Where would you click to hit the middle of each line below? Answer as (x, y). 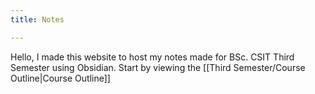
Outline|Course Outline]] (60, 78)
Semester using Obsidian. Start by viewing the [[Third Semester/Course (158, 67)
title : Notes (37, 19)
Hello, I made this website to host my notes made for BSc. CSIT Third (152, 57)
